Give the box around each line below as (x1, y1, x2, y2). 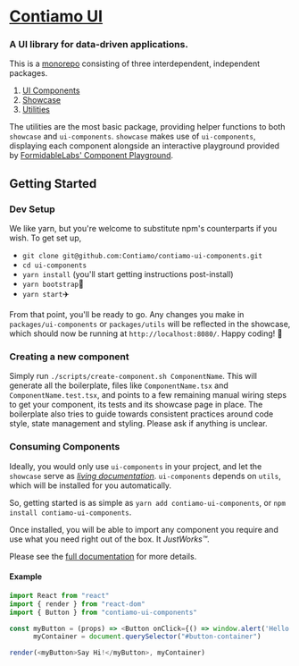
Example (9, 571, 43, 582)
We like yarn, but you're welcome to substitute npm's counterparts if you (9, 223, 278, 234)
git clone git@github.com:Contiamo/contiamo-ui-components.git (21, 252, 263, 261)
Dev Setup (9, 203, 55, 215)
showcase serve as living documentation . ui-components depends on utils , (9, 470, 281, 481)
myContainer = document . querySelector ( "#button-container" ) (32, 632, 262, 641)
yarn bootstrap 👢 (21, 279, 85, 290)
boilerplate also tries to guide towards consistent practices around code (9, 409, 274, 419)
